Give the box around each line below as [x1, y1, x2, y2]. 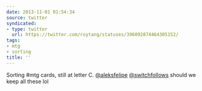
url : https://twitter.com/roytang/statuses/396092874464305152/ [12, 32, 179, 38]
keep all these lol [6, 78, 49, 85]
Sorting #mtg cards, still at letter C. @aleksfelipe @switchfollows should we [6, 71, 197, 78]
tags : [6, 37, 20, 43]
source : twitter [6, 15, 48, 21]
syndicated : [6, 20, 37, 26]
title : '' [6, 54, 32, 60]
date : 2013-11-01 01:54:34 [6, 9, 75, 15]
